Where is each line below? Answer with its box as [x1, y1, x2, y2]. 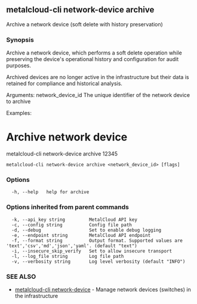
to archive [6, 98, 31, 105]
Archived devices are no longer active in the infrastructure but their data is [6, 74, 189, 81]
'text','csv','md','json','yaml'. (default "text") [6, 242, 137, 249]
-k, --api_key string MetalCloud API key [11, 217, 137, 223]
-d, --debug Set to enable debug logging [11, 227, 162, 233]
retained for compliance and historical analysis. [6, 80, 122, 87]
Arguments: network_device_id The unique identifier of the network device [6, 92, 190, 99]
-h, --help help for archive [11, 189, 90, 195]
